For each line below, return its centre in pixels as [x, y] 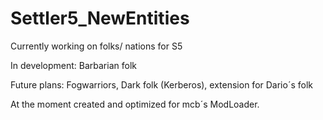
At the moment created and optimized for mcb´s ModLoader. [135, 104]
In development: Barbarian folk [73, 65]
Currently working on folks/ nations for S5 [96, 46]
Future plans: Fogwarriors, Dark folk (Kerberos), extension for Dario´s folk [161, 84]
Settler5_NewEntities [100, 18]
